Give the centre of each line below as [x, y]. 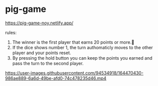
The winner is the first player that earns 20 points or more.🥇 [73, 42]
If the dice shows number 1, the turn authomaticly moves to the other [82, 47]
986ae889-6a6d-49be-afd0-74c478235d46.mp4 [56, 78]
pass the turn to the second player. [48, 63]
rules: [11, 32]
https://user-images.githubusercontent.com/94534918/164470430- [74, 73]
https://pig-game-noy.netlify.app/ [39, 23]
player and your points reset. [42, 53]
